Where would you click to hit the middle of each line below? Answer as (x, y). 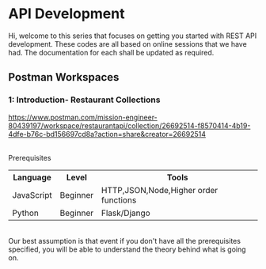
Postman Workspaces (64, 77)
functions (119, 200)
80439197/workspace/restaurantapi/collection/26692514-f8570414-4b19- (129, 125)
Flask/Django (126, 213)
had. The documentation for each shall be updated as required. (111, 52)
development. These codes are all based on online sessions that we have (127, 44)
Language (32, 177)
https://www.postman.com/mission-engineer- (83, 117)
